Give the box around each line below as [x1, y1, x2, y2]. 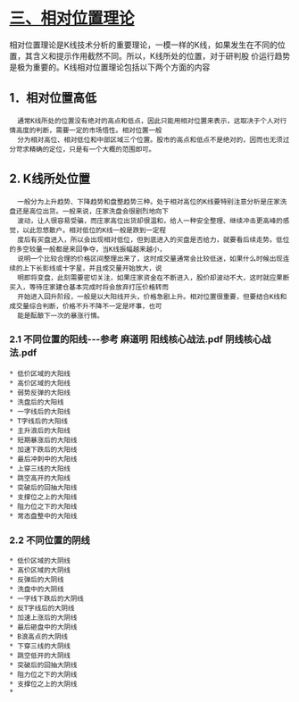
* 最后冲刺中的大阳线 [9, 455, 78, 464]
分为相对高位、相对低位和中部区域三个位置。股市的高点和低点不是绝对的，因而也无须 [17, 135, 283, 144]
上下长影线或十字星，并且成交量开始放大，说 [21, 263, 162, 272]
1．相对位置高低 [9, 90, 97, 105]
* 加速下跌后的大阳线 [9, 445, 78, 454]
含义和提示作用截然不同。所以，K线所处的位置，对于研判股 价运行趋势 [32, 50, 291, 61]
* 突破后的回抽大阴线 [9, 661, 78, 670]
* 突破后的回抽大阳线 [9, 483, 78, 492]
